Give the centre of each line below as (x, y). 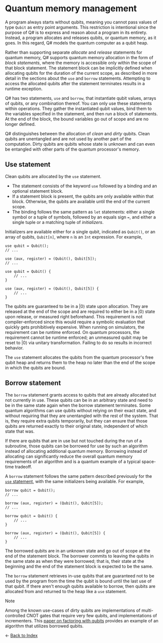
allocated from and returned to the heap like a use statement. (66, 591)
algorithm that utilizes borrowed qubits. (44, 626)
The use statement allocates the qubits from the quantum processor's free (79, 357)
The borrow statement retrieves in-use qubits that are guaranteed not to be (80, 576)
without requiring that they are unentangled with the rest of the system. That (81, 416)
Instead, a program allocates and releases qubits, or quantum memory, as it (81, 38)
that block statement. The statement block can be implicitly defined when (79, 68)
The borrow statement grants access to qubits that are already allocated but (81, 395)
